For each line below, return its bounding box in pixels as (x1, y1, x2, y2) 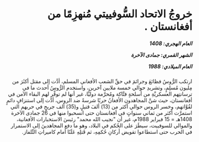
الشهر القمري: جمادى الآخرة (130, 51, 192, 58)
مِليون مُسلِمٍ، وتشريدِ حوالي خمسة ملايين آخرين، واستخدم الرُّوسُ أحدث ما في (22, 84, 192, 91)
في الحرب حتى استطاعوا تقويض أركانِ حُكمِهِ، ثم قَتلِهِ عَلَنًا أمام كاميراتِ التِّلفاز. (22, 128, 192, 135)
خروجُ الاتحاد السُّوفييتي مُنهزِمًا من (47, 7, 192, 21)
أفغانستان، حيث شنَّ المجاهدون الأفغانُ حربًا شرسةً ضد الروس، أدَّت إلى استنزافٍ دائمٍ (6, 97, 192, 104)
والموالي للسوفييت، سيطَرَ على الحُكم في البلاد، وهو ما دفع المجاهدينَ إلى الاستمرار (11, 122, 192, 129)
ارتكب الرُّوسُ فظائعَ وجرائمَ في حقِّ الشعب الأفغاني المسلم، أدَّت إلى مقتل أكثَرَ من (12, 78, 192, 85)
